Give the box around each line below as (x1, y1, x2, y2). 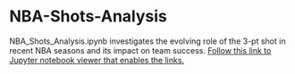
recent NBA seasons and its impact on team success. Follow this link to (9, 45, 272, 55)
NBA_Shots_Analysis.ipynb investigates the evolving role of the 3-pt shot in (9, 36, 286, 46)
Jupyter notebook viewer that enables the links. (9, 54, 185, 65)
